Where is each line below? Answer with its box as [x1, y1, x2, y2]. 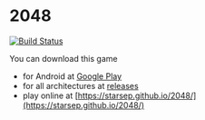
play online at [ [22, 90, 79, 101]
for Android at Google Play [22, 70, 122, 82]
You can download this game [9, 53, 118, 64]
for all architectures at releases [22, 80, 139, 91]
